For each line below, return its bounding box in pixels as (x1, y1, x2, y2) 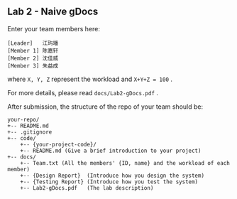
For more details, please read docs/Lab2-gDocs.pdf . (7, 88, 158, 97)
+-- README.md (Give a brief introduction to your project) (20, 147, 202, 154)
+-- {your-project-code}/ (20, 141, 97, 148)
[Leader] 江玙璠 (7, 39, 59, 47)
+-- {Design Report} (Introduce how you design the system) (20, 172, 204, 179)
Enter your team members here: (7, 24, 101, 33)
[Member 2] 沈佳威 (7, 55, 59, 62)
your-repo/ (7, 116, 40, 123)
